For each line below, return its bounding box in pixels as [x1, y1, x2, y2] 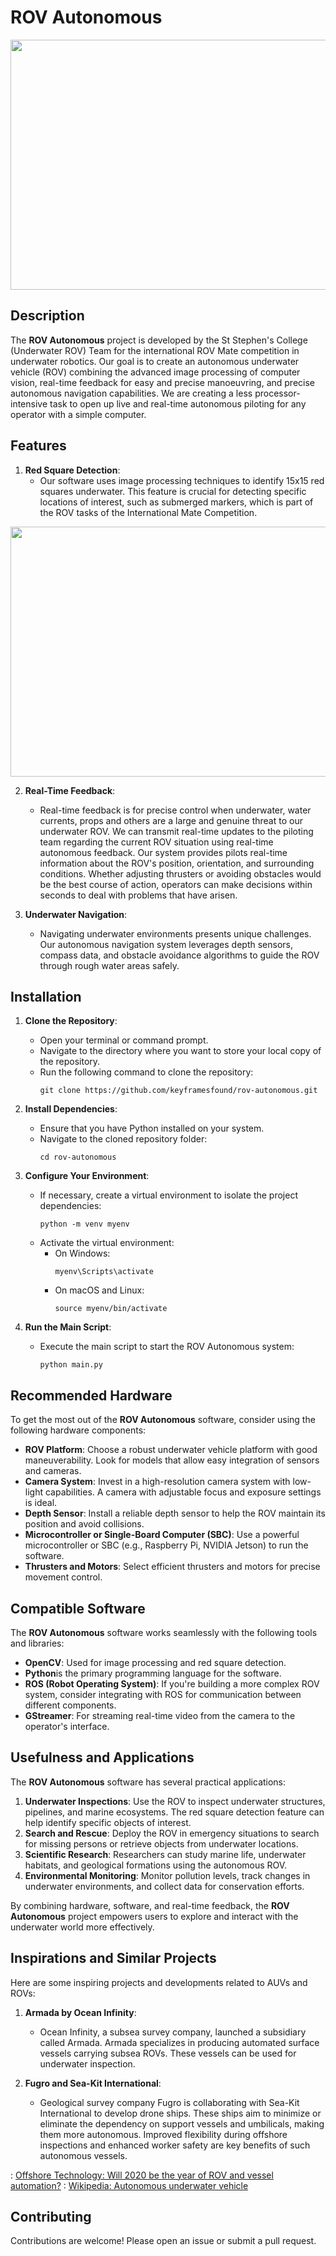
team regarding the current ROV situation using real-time [39, 836, 274, 848]
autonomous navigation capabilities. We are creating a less [10, 387, 253, 399]
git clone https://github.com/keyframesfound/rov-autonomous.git [39, 1086, 318, 1096]
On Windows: [54, 1247, 111, 1260]
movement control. [24, 1571, 103, 1583]
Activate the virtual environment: [39, 1237, 175, 1249]
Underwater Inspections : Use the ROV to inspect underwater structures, [24, 1795, 326, 1807]
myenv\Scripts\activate [54, 1267, 154, 1277]
